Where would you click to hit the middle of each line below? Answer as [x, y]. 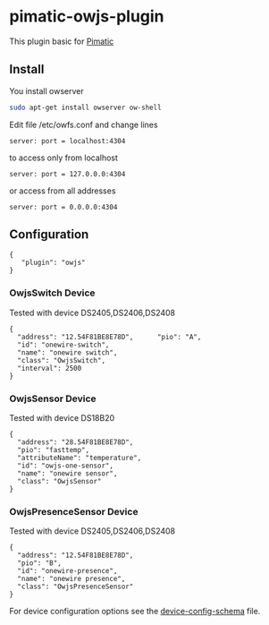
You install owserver [46, 90]
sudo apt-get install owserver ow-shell [86, 107]
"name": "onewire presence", [71, 579]
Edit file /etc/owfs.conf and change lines [84, 124]
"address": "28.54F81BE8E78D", [76, 442]
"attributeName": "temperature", [80, 458]
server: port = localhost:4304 [67, 141]
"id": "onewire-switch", [63, 345]
